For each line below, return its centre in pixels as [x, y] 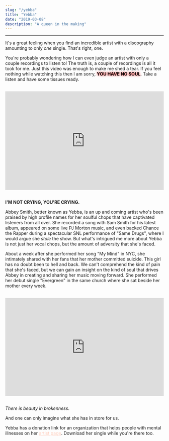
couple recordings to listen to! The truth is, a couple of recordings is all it [80, 63]
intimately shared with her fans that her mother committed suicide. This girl [83, 259]
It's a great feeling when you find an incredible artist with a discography [80, 43]
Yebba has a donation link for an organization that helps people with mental [83, 428]
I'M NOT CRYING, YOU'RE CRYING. [43, 202]
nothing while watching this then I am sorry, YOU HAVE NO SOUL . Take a [81, 74]
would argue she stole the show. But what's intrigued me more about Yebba [83, 238]
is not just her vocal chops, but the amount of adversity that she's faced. [80, 244]
